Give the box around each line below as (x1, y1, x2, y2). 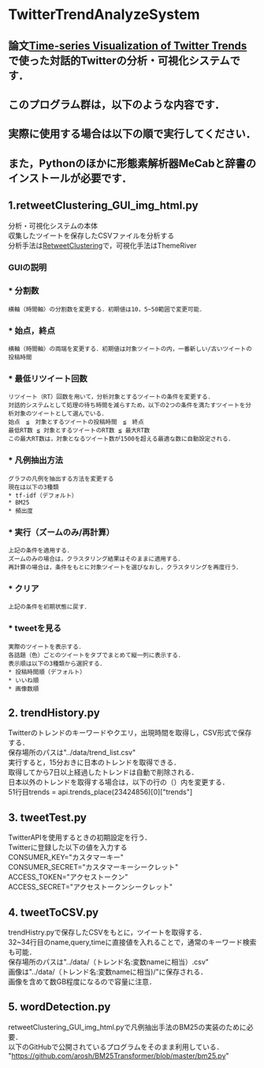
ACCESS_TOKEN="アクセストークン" (8, 872, 128, 882)
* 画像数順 (8, 685, 39, 693)
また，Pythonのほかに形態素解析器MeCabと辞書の (8, 157, 256, 170)
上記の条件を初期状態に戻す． (8, 603, 91, 611)
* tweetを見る (8, 623, 61, 634)
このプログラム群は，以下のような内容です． (8, 97, 225, 111)
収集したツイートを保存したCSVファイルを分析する (8, 231, 175, 240)
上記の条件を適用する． (8, 546, 73, 554)
